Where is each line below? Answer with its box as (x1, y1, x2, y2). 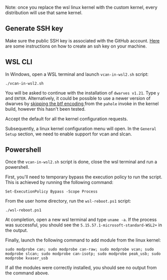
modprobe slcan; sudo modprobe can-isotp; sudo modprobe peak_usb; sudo (5, 251, 161, 257)
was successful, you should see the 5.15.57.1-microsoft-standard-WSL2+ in (5, 222, 162, 228)
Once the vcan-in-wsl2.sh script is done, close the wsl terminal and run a (5, 159, 157, 165)
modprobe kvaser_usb (5, 256, 49, 261)
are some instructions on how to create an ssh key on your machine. (5, 43, 147, 49)
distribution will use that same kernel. (5, 10, 83, 16)
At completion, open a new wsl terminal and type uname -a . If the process (5, 217, 157, 223)
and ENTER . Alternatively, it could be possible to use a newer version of (5, 95, 151, 101)
